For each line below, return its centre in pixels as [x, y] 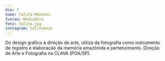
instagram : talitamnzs [29, 28]
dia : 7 [12, 10]
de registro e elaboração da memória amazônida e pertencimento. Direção [82, 48]
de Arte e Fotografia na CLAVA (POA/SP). [48, 53]
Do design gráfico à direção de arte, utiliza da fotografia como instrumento [82, 42]
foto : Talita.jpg [23, 24]
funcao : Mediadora [24, 19]
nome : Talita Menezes [28, 14]
